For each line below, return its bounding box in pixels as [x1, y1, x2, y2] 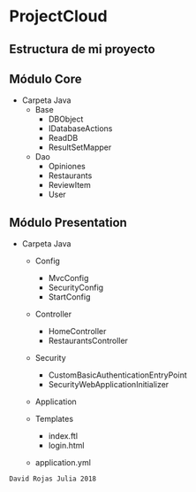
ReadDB [48, 133, 79, 144]
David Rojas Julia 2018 [9, 474, 97, 484]
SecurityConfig [48, 282, 104, 293]
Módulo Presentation [9, 215, 128, 230]
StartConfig [48, 292, 91, 302]
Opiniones [48, 161, 86, 172]
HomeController [48, 326, 107, 337]
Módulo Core [9, 71, 82, 86]
